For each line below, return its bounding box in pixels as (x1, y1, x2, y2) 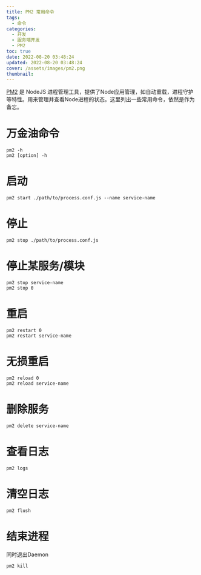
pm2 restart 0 (6, 327, 42, 333)
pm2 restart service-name (6, 333, 71, 339)
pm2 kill (6, 563, 28, 569)
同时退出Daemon (6, 551, 49, 558)
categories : (6, 25, 36, 32)
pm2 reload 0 (6, 375, 39, 381)
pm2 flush (6, 507, 31, 514)
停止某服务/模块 (6, 259, 85, 273)
